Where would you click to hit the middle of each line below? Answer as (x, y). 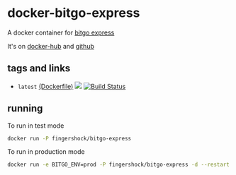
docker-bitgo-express (74, 13)
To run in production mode (46, 152)
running (25, 108)
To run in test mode (36, 126)
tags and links (39, 68)
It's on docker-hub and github (51, 46)
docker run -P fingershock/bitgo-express (69, 138)
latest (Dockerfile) (45, 86)
